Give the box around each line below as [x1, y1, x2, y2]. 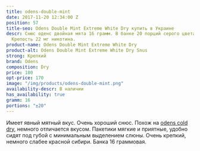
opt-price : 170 [6, 75, 44, 81]
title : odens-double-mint [6, 8, 70, 15]
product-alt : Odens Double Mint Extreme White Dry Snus [6, 48, 148, 54]
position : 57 [6, 20, 39, 26]
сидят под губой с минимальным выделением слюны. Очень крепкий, [6, 131, 186, 139]
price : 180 [6, 70, 33, 75]
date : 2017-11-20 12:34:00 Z [6, 14, 79, 20]
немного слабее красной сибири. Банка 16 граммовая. [6, 138, 147, 145]
